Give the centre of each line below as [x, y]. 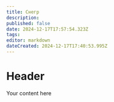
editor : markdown [28, 40]
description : [23, 18]
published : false [28, 23]
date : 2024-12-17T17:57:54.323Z [47, 29]
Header [25, 76]
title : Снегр [23, 12]
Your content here [29, 93]
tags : [13, 35]
